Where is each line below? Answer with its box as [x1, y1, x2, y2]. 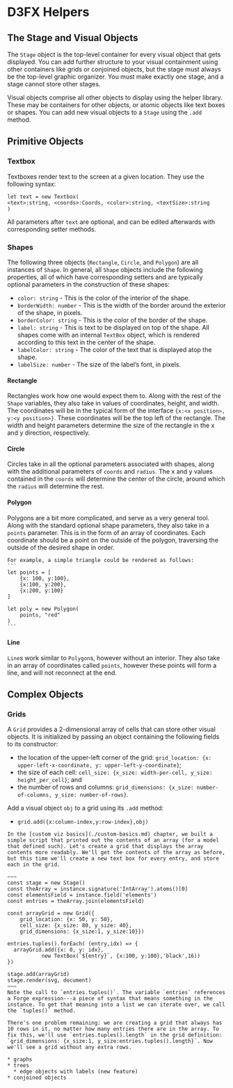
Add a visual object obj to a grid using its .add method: [7, 804, 164, 813]
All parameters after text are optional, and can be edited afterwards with [7, 217, 216, 226]
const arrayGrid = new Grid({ [7, 910, 95, 917]
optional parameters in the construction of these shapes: [7, 280, 170, 289]
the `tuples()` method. [7, 1007, 77, 1014]
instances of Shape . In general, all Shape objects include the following [7, 265, 203, 273]
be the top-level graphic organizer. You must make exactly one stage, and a [7, 72, 224, 81]
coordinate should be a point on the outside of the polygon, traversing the [7, 536, 219, 544]
